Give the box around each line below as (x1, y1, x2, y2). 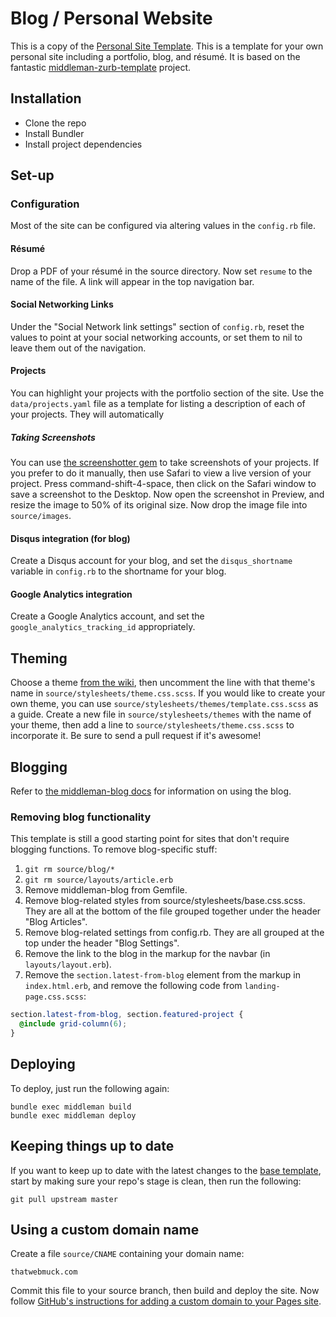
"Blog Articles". (24, 916, 88, 928)
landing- (244, 982, 281, 992)
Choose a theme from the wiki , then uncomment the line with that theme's (10, 677, 316, 689)
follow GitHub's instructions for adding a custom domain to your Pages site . (10, 1295, 322, 1307)
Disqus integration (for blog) (10, 532, 131, 544)
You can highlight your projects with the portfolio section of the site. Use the (10, 387, 325, 399)
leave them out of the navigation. (10, 342, 147, 354)
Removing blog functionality (10, 810, 152, 824)
